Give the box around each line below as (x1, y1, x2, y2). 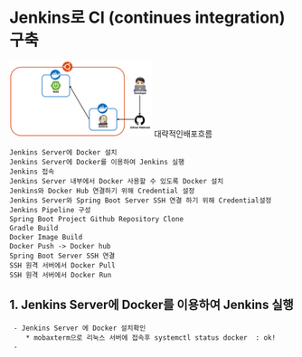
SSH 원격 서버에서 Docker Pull (9, 261, 116, 270)
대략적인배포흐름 (153, 128, 212, 139)
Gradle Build (9, 224, 59, 233)
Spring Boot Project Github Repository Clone (9, 215, 184, 224)
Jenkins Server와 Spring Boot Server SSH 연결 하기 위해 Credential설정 (9, 196, 272, 205)
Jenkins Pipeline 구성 (9, 206, 91, 215)
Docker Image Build (9, 233, 83, 242)
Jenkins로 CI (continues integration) (9, 7, 286, 28)
